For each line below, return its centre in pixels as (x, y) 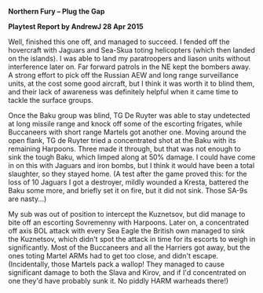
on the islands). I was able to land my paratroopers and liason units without (130, 59)
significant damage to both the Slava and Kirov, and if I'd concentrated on (127, 273)
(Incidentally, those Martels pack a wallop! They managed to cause (117, 264)
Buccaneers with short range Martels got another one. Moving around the (127, 132)
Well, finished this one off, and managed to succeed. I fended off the (119, 42)
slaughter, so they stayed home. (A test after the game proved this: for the (128, 174)
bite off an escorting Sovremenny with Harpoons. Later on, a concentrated (129, 222)
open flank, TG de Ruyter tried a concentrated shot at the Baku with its (122, 140)
